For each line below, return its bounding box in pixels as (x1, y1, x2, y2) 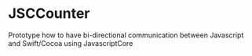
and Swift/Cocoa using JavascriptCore (8, 38, 133, 47)
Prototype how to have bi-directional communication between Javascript (8, 30, 244, 40)
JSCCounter (8, 5, 90, 23)
